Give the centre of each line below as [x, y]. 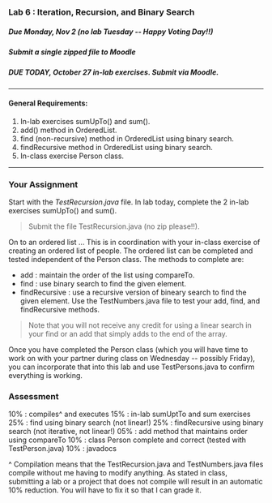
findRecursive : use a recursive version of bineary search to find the [133, 292]
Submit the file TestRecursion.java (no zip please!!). [114, 226]
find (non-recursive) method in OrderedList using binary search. [127, 138]
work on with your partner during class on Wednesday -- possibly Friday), [132, 359]
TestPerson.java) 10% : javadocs [63, 449]
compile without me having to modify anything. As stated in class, [118, 473]
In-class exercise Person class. [72, 156]
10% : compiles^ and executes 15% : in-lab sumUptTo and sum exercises [130, 414]
